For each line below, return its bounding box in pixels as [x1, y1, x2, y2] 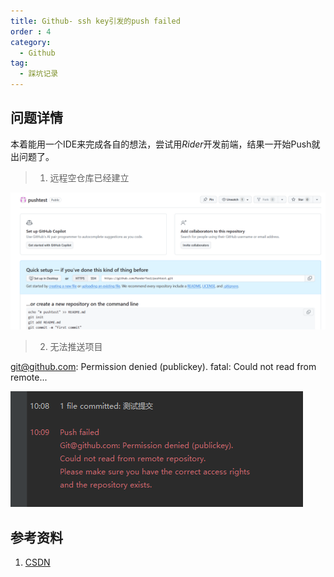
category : [10, 37, 52, 47]
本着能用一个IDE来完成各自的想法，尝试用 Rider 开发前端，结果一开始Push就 [10, 138, 321, 150]
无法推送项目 [49, 341, 103, 353]
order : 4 [10, 26, 52, 37]
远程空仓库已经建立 [49, 171, 130, 184]
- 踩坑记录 [19, 69, 59, 79]
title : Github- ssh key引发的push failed [10, 16, 181, 26]
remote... [10, 371, 48, 384]
